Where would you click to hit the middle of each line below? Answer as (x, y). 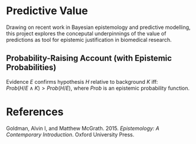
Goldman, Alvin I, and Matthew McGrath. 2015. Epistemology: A (83, 128)
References (35, 112)
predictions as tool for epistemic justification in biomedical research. (89, 40)
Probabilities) (31, 68)
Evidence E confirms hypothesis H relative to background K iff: (82, 81)
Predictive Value (47, 11)
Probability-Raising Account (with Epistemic (89, 58)
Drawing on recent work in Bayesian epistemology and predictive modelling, (98, 27)
